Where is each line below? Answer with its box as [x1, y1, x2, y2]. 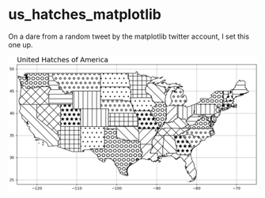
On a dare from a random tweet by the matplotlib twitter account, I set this [8, 32, 250, 41]
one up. [8, 39, 33, 49]
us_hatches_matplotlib [8, 6, 162, 24]
